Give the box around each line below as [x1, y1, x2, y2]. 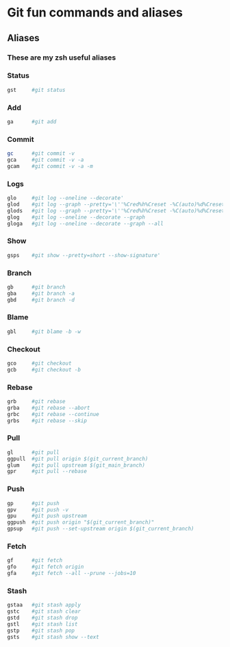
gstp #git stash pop [7, 627, 75, 634]
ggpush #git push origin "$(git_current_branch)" [7, 519, 155, 526]
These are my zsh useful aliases [7, 53, 116, 62]
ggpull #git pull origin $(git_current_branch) [7, 455, 149, 462]
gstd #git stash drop [7, 614, 78, 621]
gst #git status [7, 86, 66, 93]
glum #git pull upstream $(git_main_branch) [7, 461, 146, 469]
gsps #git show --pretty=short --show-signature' [7, 252, 161, 258]
